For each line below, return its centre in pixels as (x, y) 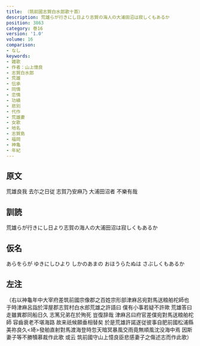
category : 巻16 (24, 28)
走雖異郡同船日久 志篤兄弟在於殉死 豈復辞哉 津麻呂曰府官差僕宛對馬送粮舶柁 (100, 314)
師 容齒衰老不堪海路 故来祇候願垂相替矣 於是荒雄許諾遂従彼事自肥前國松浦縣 (100, 322)
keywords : (19, 56)
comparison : (21, 45)
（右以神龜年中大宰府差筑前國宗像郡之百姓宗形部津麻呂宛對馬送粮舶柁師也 (98, 299)
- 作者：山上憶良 (24, 67)
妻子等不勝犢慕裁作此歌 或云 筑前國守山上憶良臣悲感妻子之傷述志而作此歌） (99, 337)
